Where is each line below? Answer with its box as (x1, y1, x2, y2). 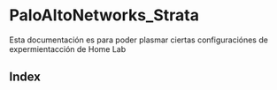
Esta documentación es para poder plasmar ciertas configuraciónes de (9, 34, 268, 45)
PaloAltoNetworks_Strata (9, 5, 199, 26)
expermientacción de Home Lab (9, 43, 127, 54)
